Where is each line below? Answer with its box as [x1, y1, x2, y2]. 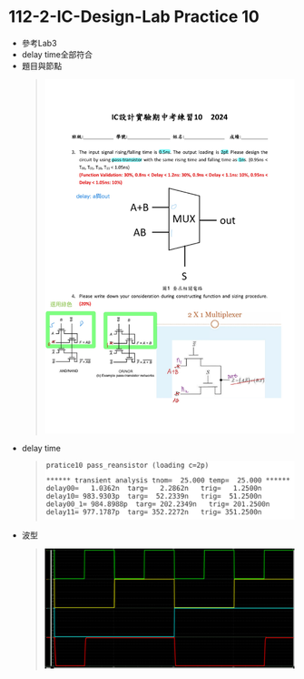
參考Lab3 [21, 37, 57, 48]
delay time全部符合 [21, 48, 93, 60]
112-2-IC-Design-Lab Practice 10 [8, 6, 260, 27]
